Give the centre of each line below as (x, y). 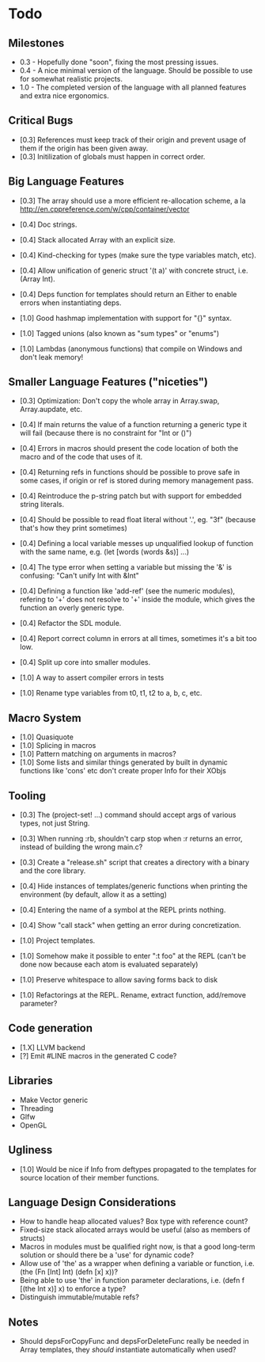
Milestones (36, 43)
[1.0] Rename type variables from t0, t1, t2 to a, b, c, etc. (111, 693)
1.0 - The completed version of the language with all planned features (133, 87)
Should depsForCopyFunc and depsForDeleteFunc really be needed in (134, 1341)
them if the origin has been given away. (84, 148)
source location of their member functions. (89, 1177)
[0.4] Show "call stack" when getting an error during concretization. (130, 925)
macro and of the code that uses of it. (81, 457)
